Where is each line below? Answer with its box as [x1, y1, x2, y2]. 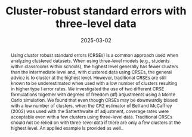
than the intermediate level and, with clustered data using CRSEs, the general [10, 69, 172, 75]
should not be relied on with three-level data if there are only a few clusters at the [10, 119, 181, 126]
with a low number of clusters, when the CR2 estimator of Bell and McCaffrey [10, 102, 173, 109]
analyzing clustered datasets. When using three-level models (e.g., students [10, 57, 170, 64]
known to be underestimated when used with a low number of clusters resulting [10, 80, 178, 86]
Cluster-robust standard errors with [5, 4, 187, 18]
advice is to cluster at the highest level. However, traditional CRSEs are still [10, 74, 167, 81]
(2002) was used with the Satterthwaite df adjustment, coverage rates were [10, 108, 169, 114]
